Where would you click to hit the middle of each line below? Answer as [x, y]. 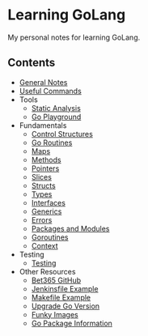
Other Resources [47, 271]
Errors [42, 219]
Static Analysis [56, 108]
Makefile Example [61, 297]
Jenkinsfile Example [65, 288]
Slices [41, 177]
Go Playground [56, 117]
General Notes [43, 82]
